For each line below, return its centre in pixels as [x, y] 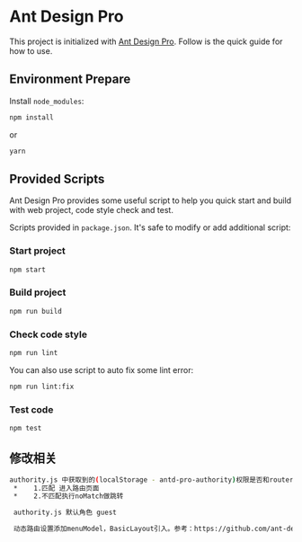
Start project [37, 251]
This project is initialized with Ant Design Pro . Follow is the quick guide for [146, 41]
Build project [38, 292]
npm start [28, 270]
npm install [31, 117]
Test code [31, 409]
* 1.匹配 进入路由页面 [56, 488]
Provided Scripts [57, 178]
